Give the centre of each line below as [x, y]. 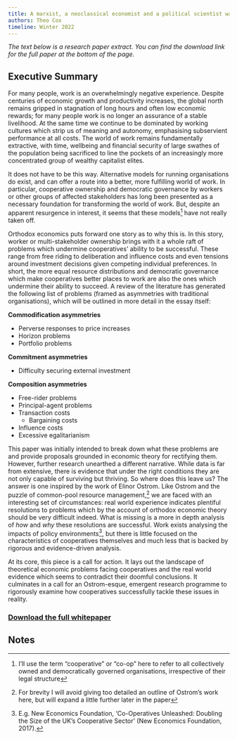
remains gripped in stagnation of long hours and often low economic [107, 108]
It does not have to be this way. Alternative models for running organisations [118, 174]
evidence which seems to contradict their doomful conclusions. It [103, 577]
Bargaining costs [53, 420]
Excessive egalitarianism [54, 435]
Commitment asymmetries [48, 356]
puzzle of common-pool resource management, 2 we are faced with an [110, 494]
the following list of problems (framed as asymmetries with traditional [109, 293]
